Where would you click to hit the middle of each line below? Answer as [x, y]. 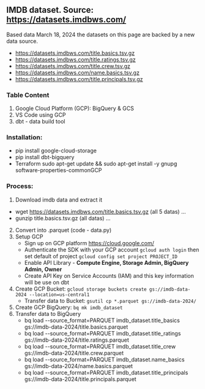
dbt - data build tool [40, 122]
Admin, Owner [43, 269]
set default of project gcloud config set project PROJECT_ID [101, 256]
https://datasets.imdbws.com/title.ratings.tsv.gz [75, 59]
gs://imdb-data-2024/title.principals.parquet [80, 379]
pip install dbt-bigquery [45, 157]
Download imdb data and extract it [59, 200]
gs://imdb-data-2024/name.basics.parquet [79, 366]
